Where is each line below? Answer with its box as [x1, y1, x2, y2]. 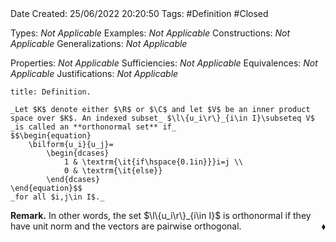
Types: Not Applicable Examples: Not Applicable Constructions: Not [10, 27, 291, 39]
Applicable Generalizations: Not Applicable [10, 38, 188, 49]
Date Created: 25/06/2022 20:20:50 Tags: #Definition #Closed [10, 8, 269, 19]
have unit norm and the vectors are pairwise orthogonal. [10, 220, 242, 232]
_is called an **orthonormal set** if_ [10, 122, 177, 132]
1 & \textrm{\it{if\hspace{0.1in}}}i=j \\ [63, 157, 244, 167]
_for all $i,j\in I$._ [10, 192, 105, 202]
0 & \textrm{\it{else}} [63, 166, 163, 176]
